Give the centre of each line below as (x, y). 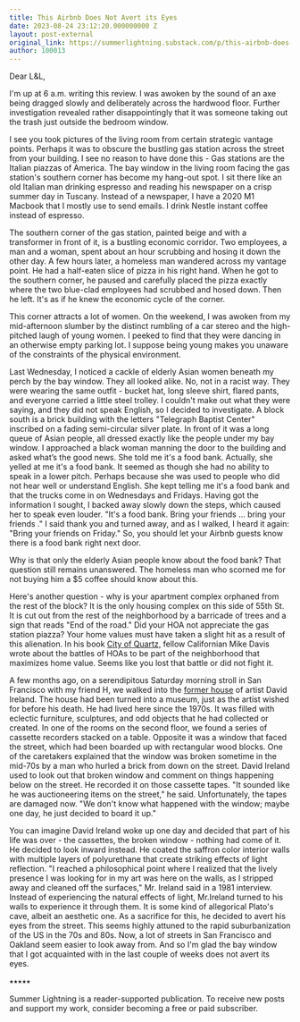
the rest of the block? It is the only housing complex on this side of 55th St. (147, 606)
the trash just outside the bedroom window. (89, 122)
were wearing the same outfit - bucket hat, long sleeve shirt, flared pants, (144, 391)
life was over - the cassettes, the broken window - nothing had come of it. (146, 840)
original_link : (37, 42)
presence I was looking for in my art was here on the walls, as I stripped (142, 878)
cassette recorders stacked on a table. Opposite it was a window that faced (148, 738)
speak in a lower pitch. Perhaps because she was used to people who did (145, 477)
